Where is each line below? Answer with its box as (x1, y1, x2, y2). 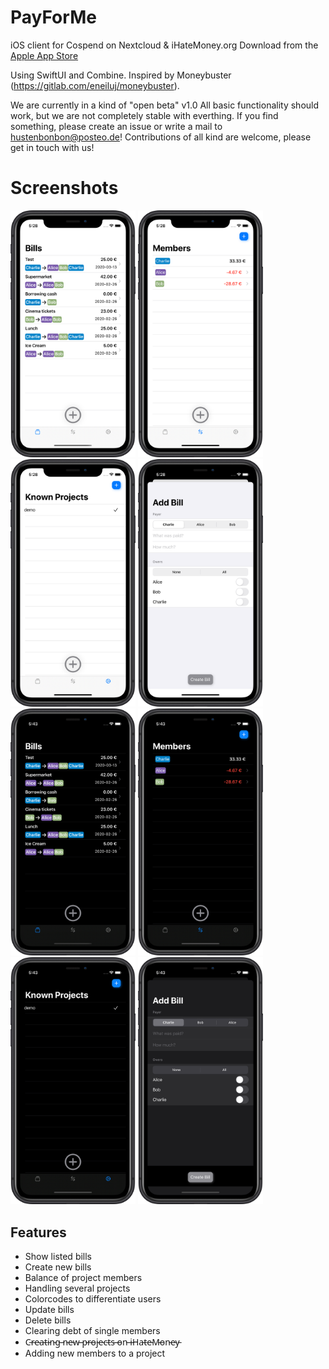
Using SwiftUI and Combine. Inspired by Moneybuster (10, 69, 232, 81)
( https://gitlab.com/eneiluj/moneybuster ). (10, 79, 180, 91)
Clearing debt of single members (24, 1325, 161, 1337)
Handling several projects (24, 1282, 131, 1295)
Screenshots (10, 177, 119, 200)
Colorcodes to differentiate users (24, 1293, 162, 1305)
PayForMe (10, 6, 97, 29)
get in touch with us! (10, 141, 95, 153)
